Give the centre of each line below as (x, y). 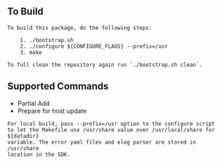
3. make (31, 52)
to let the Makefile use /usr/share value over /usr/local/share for (111, 130)
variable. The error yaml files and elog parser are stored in (102, 142)
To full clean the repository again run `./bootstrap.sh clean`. (105, 65)
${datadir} (23, 136)
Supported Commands (58, 86)
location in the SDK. (39, 154)
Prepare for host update (52, 111)
